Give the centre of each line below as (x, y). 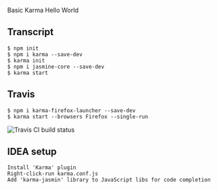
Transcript (30, 32)
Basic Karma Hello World (43, 10)
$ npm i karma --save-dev (45, 54)
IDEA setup (32, 152)
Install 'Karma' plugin (42, 168)
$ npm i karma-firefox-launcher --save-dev (72, 110)
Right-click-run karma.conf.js (53, 174)
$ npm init (23, 48)
